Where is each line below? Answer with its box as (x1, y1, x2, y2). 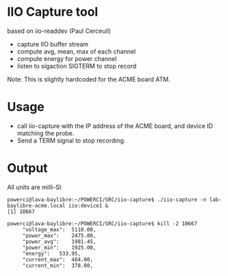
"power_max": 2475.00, (22, 232, 97, 239)
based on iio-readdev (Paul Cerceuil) (7, 27, 112, 35)
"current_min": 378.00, (22, 262, 94, 269)
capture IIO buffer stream (16, 40, 89, 48)
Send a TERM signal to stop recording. (16, 136, 126, 145)
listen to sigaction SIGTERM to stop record (16, 62, 137, 70)
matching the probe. (16, 129, 75, 137)
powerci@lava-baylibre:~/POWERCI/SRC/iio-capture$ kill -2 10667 (7, 220, 197, 227)
